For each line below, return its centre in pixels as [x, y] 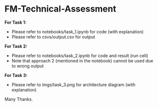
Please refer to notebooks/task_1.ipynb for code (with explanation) [78, 31]
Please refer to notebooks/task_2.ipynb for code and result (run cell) [80, 55]
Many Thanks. [19, 99]
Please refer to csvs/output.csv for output [53, 37]
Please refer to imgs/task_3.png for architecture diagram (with [73, 84]
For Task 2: [16, 46]
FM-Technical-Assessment [61, 9]
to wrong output [28, 66]
